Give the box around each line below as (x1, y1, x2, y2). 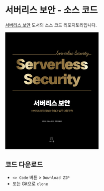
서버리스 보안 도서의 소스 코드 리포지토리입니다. (5, 22, 97, 28)
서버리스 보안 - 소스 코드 (5, 4, 98, 16)
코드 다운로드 (5, 160, 43, 169)
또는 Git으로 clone (12, 181, 48, 187)
